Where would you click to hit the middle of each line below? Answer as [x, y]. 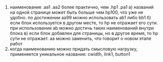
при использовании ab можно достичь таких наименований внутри [82, 28]
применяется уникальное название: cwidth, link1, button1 [70, 54]
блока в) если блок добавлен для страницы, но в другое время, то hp [84, 33]
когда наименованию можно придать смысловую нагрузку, [74, 49]
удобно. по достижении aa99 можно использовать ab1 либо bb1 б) [81, 17]
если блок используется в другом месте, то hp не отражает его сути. [84, 23]
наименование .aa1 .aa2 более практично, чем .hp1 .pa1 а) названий [82, 7]
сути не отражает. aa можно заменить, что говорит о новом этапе [81, 38]
